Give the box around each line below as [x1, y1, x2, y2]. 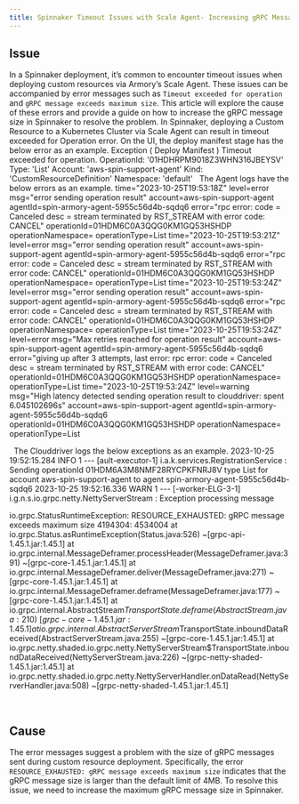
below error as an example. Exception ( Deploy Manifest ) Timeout [9, 145, 252, 156]
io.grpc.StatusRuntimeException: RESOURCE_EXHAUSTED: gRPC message [9, 511, 285, 521]
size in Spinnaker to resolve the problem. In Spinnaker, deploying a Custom [9, 117, 285, 127]
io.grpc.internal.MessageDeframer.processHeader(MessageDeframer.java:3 [9, 548, 289, 559]
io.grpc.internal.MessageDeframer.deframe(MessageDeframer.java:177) [9, 586, 273, 597]
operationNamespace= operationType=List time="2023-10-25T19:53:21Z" [9, 230, 280, 241]
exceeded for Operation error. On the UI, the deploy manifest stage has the [9, 135, 285, 147]
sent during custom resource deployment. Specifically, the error [9, 757, 244, 768]
